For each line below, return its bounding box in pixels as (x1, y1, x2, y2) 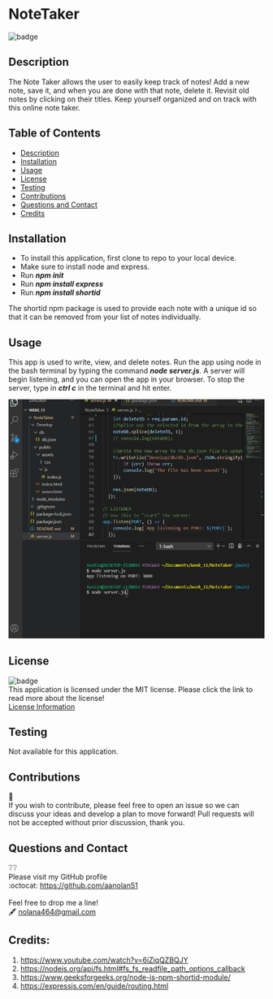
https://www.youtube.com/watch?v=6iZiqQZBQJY (19, 955, 188, 965)
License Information (8, 702, 76, 711)
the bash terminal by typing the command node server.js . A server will (8, 366, 245, 376)
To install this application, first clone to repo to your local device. (19, 253, 237, 263)
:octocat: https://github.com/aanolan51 (8, 880, 138, 890)
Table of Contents (8, 127, 102, 141)
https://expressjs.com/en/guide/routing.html (19, 980, 169, 991)
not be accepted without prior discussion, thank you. (8, 818, 185, 828)
